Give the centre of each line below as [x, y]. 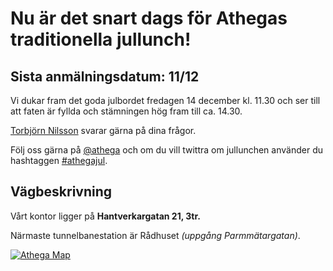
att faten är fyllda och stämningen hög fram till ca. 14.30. [126, 111]
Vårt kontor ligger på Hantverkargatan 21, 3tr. [105, 216]
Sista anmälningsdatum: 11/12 [105, 76]
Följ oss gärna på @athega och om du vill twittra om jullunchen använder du [166, 150]
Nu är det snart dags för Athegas [149, 18]
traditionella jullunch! [101, 39]
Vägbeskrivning [61, 192]
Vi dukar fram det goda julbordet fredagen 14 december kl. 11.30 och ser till [165, 100]
